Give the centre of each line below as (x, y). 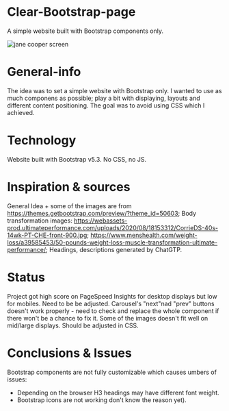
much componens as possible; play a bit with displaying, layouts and (104, 98)
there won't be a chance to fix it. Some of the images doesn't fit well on (108, 318)
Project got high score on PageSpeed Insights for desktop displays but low (112, 296)
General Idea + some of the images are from (69, 206)
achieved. (21, 112)
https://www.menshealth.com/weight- (144, 235)
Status (26, 277)
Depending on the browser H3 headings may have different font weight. (118, 393)
